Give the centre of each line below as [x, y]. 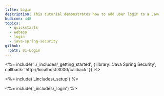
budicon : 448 [18, 19]
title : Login [18, 10]
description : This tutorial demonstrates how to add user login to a [77, 14]
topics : [13, 23]
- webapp [18, 32]
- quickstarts [24, 28]
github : [13, 46]
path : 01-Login [25, 50]
